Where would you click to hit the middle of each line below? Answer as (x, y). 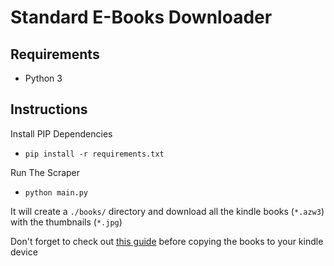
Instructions (49, 109)
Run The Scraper (45, 172)
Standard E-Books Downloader (141, 17)
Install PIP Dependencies (61, 133)
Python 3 (43, 78)
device (24, 252)
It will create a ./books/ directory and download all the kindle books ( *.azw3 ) (167, 211)
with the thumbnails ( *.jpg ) (66, 222)
